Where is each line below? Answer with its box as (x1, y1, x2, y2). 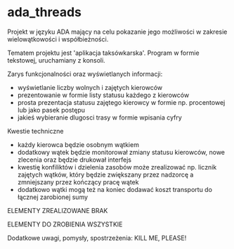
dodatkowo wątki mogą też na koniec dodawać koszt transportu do (17, 185, 213, 193)
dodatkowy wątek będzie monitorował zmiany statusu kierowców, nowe (17, 148, 226, 156)
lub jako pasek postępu (17, 106, 86, 114)
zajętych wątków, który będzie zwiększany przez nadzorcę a (17, 170, 194, 179)
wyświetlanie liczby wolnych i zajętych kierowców (17, 83, 163, 91)
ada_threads (7, 4, 82, 20)
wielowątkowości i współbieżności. (7, 34, 109, 43)
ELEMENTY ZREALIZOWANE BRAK (7, 206, 108, 215)
